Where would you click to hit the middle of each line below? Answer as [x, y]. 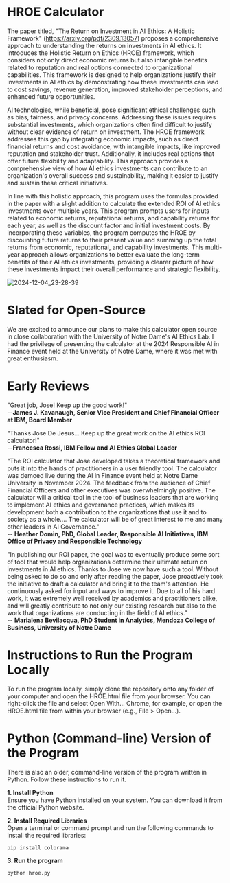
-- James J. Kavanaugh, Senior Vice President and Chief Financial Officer [113, 412]
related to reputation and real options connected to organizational [100, 67]
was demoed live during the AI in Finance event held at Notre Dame [102, 475]
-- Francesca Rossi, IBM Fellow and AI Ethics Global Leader [92, 448]
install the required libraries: [47, 835]
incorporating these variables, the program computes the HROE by [101, 232]
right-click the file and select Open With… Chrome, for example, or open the [115, 703]
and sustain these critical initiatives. [58, 183]
